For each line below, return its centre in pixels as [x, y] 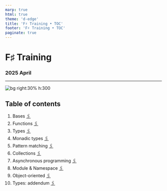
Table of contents [33, 104]
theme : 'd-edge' [22, 19]
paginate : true [21, 33]
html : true [16, 14]
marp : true [16, 10]
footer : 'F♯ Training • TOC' [35, 28]
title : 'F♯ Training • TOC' [34, 24]
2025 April [18, 73]
